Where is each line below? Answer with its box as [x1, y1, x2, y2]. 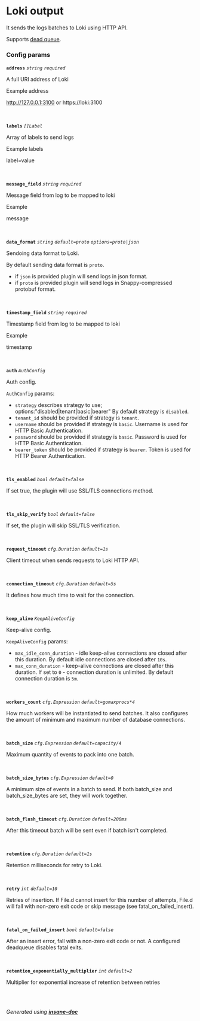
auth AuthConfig [6, 368, 46, 374]
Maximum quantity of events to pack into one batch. [6, 751, 134, 758]
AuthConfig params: [6, 390, 55, 397]
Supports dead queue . [6, 35, 61, 42]
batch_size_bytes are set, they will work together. [6, 792, 128, 800]
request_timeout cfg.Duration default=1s [6, 546, 109, 552]
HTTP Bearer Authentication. [14, 452, 86, 460]
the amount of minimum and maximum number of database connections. [6, 716, 186, 724]
